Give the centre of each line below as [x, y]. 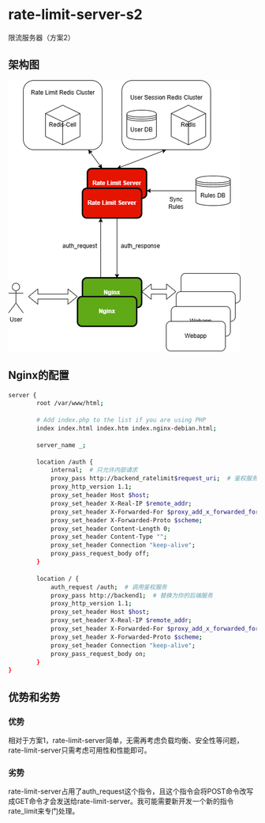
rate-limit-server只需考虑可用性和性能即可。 [80, 750]
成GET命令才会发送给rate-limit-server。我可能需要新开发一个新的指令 [121, 802]
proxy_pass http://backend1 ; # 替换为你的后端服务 [131, 595]
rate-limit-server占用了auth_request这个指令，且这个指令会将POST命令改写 [131, 791]
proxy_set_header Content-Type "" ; [109, 537]
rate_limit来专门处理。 [44, 811]
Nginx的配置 [39, 375]
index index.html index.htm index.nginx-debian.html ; [127, 429]
